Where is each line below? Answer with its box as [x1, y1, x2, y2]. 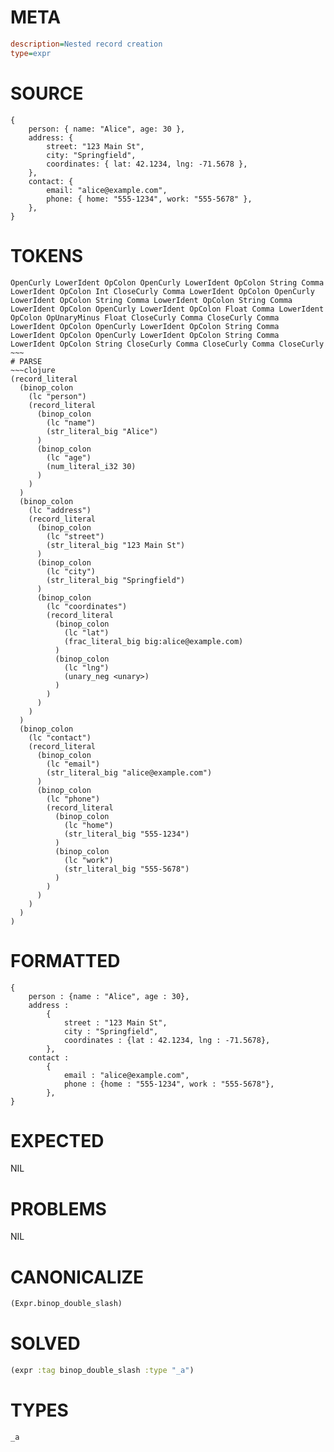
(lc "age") [46, 452, 92, 463]
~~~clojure [10, 365, 56, 375]
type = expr [10, 48, 52, 58]
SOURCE [10, 82, 84, 105]
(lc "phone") [46, 794, 101, 804]
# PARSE [10, 356, 43, 366]
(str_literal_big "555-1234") [63, 829, 190, 839]
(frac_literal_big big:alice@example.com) [63, 636, 244, 646]
